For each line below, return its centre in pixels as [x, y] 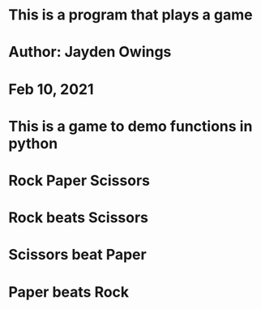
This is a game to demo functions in [130, 126]
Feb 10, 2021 [51, 89]
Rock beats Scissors [78, 218]
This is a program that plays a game [130, 15]
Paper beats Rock [69, 292]
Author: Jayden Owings [90, 52]
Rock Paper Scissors [79, 180]
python [33, 143]
